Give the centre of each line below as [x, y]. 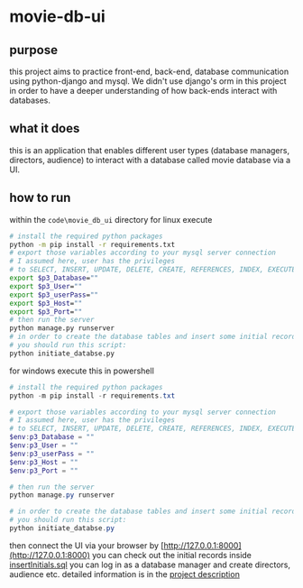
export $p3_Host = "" [46, 303]
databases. [30, 100]
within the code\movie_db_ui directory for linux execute [111, 219]
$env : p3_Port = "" [44, 471]
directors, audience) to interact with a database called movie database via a [150, 160]
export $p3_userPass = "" [54, 295]
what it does [45, 129]
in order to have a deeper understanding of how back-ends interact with [143, 91]
